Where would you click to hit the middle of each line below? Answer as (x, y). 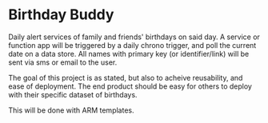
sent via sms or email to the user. (63, 62)
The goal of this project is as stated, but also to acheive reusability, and (126, 77)
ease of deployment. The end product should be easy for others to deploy (130, 86)
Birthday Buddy (61, 15)
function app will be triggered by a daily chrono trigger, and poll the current (132, 45)
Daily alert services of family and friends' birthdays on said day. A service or (134, 37)
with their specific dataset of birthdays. (73, 94)
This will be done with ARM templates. (71, 110)
